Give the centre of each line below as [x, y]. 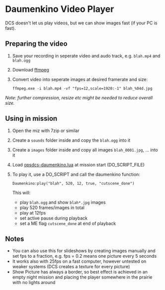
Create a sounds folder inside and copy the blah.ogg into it [71, 140]
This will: [21, 193]
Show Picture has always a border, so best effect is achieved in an [80, 272]
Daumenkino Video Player [60, 9]
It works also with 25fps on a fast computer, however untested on [79, 261]
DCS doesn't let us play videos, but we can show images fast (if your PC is [81, 23]
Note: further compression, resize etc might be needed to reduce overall [79, 97]
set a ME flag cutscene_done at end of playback [68, 223]
